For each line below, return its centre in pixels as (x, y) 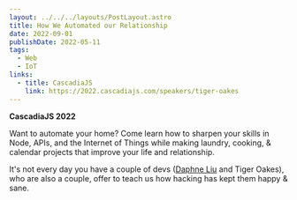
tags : (19, 50)
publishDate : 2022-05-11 (55, 42)
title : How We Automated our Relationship (88, 26)
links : (21, 75)
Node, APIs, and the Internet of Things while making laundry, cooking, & (140, 143)
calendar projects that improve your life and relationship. (112, 152)
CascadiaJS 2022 (43, 116)
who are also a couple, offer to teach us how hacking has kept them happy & (148, 178)
